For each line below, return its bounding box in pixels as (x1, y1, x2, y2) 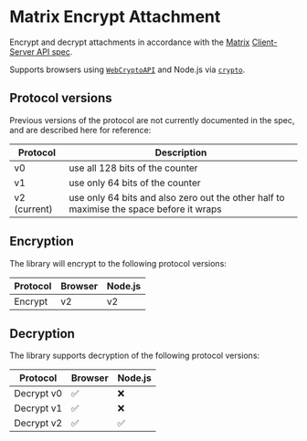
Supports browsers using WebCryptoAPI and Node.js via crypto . (9, 64, 246, 75)
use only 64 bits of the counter (68, 176, 201, 189)
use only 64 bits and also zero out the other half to (68, 191, 285, 204)
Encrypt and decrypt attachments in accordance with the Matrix (9, 37, 250, 47)
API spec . (36, 46, 73, 57)
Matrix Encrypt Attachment (9, 6, 221, 27)
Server (9, 46, 35, 57)
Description (154, 146, 207, 159)
